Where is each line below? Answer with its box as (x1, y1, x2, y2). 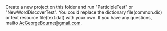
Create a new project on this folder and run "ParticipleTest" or (5, 4, 133, 10)
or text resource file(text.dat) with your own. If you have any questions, (5, 15, 152, 20)
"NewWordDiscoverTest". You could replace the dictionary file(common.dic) (5, 9, 162, 15)
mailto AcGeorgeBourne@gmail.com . (5, 20, 82, 26)
